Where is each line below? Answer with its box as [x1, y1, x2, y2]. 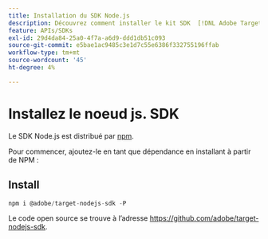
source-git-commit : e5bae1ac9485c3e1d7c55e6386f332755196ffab [8, 41, 219, 49]
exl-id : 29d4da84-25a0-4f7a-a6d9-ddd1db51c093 [8, 33, 166, 42]
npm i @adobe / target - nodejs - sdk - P [8, 199, 127, 207]
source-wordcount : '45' [8, 57, 88, 65]
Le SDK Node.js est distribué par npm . [8, 131, 134, 140]
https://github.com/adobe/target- [149, 214, 259, 223]
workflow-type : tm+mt [8, 49, 81, 57]
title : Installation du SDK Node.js [8, 11, 130, 20]
